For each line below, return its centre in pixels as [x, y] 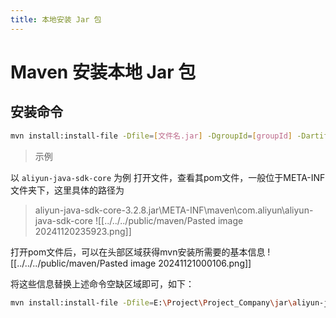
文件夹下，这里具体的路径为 [67, 190]
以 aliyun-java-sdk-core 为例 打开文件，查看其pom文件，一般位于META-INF [168, 177]
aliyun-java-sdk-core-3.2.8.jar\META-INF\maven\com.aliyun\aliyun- [174, 210]
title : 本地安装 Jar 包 [56, 19]
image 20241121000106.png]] [190, 263]
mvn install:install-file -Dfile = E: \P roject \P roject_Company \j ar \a [154, 302]
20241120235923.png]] [83, 231]
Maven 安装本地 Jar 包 [103, 72]
